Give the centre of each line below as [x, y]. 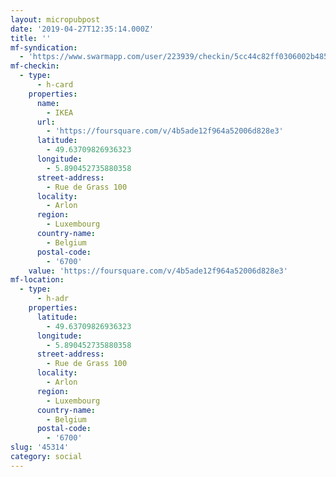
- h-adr [53, 299]
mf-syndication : [44, 47]
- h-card [55, 85]
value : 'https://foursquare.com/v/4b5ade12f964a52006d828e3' [158, 271]
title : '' [31, 38]
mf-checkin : [35, 66]
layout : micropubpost [55, 19]
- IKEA [60, 112]
